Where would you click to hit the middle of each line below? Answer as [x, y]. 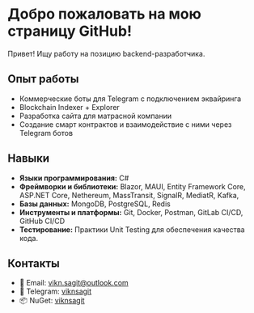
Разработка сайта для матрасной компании [95, 116]
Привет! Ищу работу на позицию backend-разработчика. [106, 53]
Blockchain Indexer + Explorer [70, 107]
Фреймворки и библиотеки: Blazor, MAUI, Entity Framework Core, [132, 186]
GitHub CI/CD [42, 221]
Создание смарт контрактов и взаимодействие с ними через [125, 124]
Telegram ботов [46, 133]
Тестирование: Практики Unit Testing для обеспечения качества [132, 229]
